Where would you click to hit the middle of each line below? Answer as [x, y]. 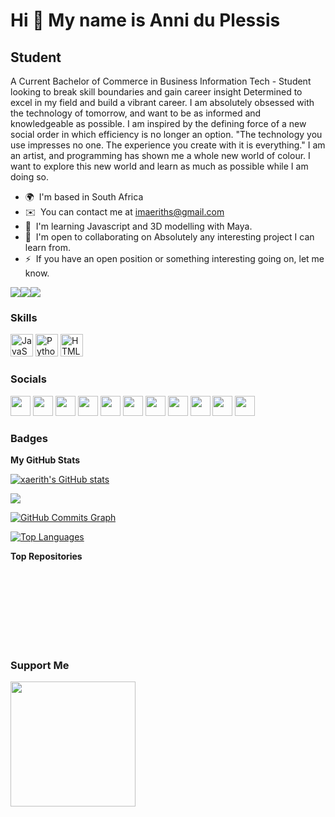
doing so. [29, 177]
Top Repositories [46, 556]
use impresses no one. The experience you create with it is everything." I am [168, 145]
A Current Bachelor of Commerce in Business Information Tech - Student [161, 81]
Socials [28, 379]
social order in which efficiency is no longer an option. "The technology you [166, 134]
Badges [29, 438]
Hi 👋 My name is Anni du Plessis [145, 20]
